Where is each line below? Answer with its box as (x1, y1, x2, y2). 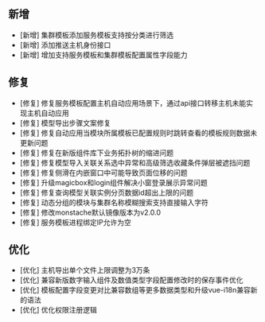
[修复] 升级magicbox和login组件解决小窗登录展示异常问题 (19, 177, 208, 187)
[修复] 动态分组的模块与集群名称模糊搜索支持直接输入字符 (19, 197, 208, 207)
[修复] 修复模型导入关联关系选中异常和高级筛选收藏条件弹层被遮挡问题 (19, 157, 251, 167)
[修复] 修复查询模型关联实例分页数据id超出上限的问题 (19, 188, 193, 197)
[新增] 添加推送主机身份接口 (19, 40, 111, 49)
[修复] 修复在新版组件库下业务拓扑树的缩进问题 (19, 148, 173, 157)
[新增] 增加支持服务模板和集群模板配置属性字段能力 (19, 50, 188, 60)
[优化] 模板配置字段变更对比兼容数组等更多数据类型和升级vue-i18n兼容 (19, 285, 251, 295)
